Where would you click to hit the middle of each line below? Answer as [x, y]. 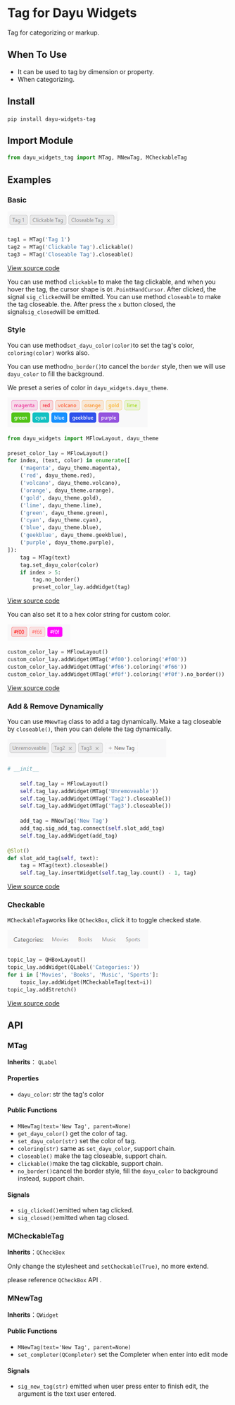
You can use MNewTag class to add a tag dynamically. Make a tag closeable [114, 722]
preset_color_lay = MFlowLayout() [58, 453]
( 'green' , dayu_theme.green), [64, 513]
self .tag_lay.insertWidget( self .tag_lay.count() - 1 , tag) [108, 873]
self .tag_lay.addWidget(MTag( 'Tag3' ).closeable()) [96, 806]
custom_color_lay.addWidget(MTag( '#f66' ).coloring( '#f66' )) [97, 667]
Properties [23, 1078]
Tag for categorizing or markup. [53, 32]
